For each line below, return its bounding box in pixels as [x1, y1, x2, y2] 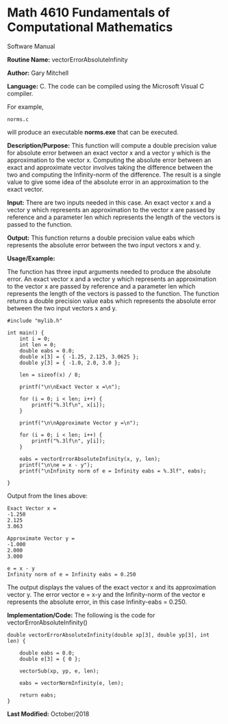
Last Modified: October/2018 [7, 710, 90, 718]
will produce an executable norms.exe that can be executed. [7, 128, 179, 136]
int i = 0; [19, 335, 51, 342]
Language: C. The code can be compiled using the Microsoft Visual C [7, 82, 204, 90]
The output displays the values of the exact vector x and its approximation [7, 582, 216, 591]
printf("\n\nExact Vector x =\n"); [19, 383, 121, 390]
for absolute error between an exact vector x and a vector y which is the [7, 148, 211, 157]
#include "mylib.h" [7, 317, 63, 324]
